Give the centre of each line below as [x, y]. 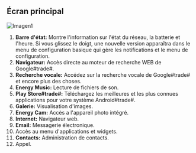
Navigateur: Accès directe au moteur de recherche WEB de [88, 62]
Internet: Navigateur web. [47, 119]
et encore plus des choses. [48, 81]
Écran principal [35, 12]
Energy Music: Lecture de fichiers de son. [67, 87]
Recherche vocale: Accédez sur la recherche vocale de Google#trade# [103, 74]
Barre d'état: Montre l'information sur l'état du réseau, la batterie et [98, 37]
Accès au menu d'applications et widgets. [66, 131]
